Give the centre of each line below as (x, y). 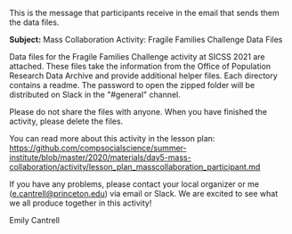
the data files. (34, 22)
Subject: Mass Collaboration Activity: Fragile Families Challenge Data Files (146, 40)
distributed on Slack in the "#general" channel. (95, 94)
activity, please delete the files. (66, 121)
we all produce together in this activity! (81, 203)
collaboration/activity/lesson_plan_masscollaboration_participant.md (135, 167)
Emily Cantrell (35, 220)
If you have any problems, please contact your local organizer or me (134, 184)
